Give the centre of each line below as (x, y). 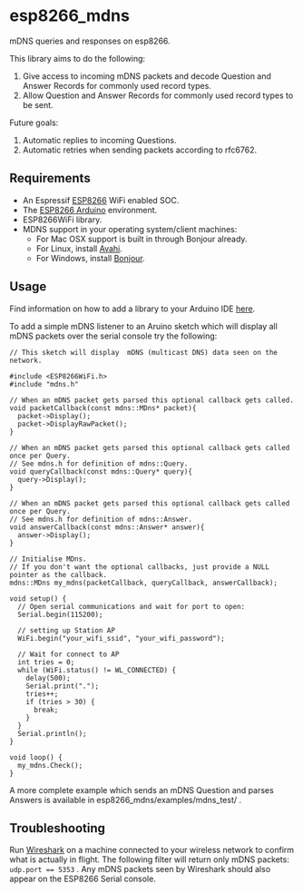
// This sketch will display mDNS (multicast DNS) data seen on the (144, 352)
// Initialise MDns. (49, 559)
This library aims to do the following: (78, 58)
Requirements (50, 178)
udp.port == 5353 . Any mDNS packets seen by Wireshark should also (140, 869)
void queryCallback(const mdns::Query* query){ (101, 471)
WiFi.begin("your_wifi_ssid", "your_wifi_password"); (121, 638)
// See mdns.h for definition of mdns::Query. (99, 464)
